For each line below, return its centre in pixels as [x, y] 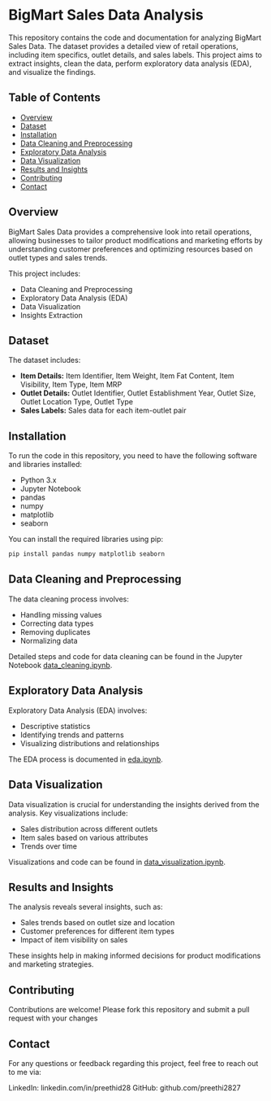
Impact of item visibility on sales [74, 940]
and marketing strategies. [51, 964]
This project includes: [45, 273]
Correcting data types [57, 623]
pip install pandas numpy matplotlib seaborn [86, 554]
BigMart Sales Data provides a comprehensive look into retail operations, [130, 232]
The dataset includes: [45, 360]
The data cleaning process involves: [69, 599]
